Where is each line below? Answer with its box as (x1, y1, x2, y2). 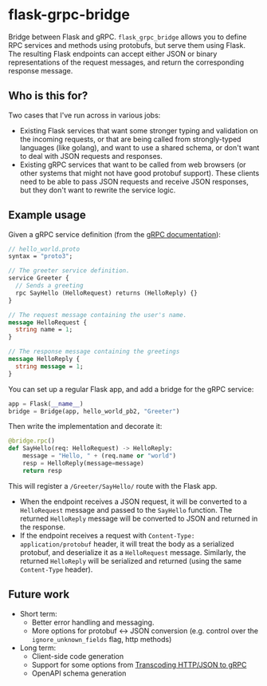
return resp (22, 466, 62, 474)
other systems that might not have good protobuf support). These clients (19, 168, 260, 177)
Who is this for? (8, 89, 88, 103)
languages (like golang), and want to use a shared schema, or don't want (19, 142, 260, 153)
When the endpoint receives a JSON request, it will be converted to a (19, 497, 247, 506)
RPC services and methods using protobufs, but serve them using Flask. (8, 40, 245, 50)
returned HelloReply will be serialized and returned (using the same (19, 556, 241, 565)
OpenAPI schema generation (31, 668, 127, 678)
